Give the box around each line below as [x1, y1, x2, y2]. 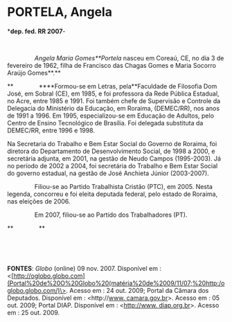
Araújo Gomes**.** [7, 69, 61, 77]
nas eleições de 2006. [7, 197, 71, 205]
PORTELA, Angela [7, 4, 113, 20]
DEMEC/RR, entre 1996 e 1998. [7, 126, 96, 134]
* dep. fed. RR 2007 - [7, 27, 66, 35]
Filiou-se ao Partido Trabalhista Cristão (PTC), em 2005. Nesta [34, 182, 213, 190]
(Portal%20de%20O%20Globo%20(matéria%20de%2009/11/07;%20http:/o [7, 278, 225, 287]
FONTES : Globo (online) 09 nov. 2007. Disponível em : [7, 264, 161, 272]
